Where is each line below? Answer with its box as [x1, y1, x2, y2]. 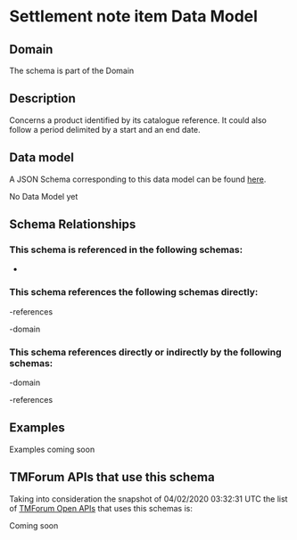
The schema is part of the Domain [9, 65, 135, 76]
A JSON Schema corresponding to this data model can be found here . [9, 174, 267, 184]
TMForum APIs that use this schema [9, 470, 216, 485]
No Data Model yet [9, 191, 78, 201]
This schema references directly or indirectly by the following [9, 346, 283, 358]
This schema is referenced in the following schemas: [9, 243, 243, 256]
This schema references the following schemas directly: [9, 286, 259, 299]
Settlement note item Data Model [9, 6, 259, 27]
